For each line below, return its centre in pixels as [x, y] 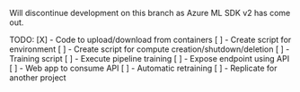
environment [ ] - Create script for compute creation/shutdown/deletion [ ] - [150, 49]
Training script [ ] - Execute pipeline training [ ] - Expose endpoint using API [150, 59]
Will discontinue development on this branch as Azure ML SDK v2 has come [150, 13]
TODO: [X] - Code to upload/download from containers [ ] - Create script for [150, 40]
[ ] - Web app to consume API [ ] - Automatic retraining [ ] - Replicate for [143, 68]
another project [38, 78]
